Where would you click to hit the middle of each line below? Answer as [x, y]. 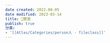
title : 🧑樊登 [18, 19]
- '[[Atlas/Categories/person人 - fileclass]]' [56, 33]
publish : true [20, 23]
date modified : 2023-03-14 [33, 14]
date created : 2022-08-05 [32, 10]
